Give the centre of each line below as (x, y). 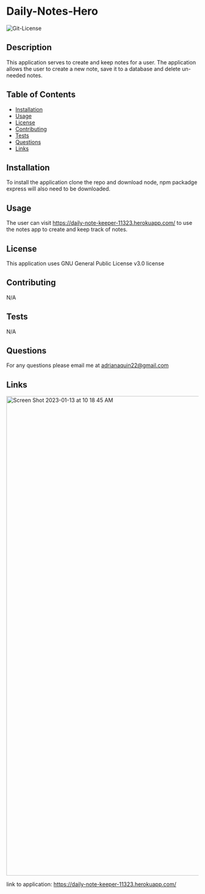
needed (16, 75)
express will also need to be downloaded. (59, 189)
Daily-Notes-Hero (52, 11)
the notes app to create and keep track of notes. (67, 229)
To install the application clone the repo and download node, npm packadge (102, 183)
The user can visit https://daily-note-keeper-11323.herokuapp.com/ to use (99, 223)
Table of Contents (41, 95)
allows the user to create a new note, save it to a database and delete (94, 69)
